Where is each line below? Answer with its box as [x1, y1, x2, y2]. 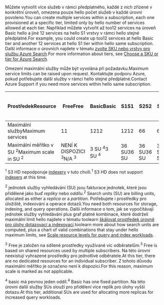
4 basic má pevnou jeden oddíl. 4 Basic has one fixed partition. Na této [5, 278, 145, 284]
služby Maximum [7, 127, 45, 134]
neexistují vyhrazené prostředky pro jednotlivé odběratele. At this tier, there [5, 253, 155, 259]
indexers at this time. [5, 174, 47, 180]
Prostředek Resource [7, 103, 57, 109]
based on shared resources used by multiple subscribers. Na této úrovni [5, 247, 150, 253]
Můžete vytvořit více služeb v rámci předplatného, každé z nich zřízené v [5, 4, 152, 10]
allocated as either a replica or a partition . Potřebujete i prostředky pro [5, 196, 147, 202]
